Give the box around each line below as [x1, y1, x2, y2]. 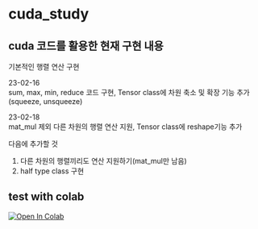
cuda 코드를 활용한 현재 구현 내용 [8, 39, 164, 52]
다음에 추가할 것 [8, 139, 59, 148]
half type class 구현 [19, 166, 85, 176]
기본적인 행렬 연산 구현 [8, 62, 80, 71]
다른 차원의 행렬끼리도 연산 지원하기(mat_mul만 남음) [19, 156, 187, 165]
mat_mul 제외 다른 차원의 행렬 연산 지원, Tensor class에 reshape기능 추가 [8, 122, 243, 131]
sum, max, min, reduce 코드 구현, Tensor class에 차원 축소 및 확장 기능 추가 [8, 88, 250, 97]
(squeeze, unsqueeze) [8, 97, 83, 106]
